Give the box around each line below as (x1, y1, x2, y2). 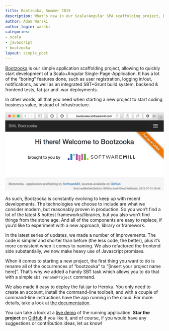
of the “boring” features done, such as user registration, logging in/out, (5, 76, 152, 82)
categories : (5, 29, 30, 35)
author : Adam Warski (5, 19, 49, 24)
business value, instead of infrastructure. (5, 101, 91, 108)
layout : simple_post (5, 50, 49, 55)
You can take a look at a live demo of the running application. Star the (5, 310, 150, 316)
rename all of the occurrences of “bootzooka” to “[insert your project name (5, 263, 161, 270)
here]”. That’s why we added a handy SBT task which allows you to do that (5, 269, 159, 275)
